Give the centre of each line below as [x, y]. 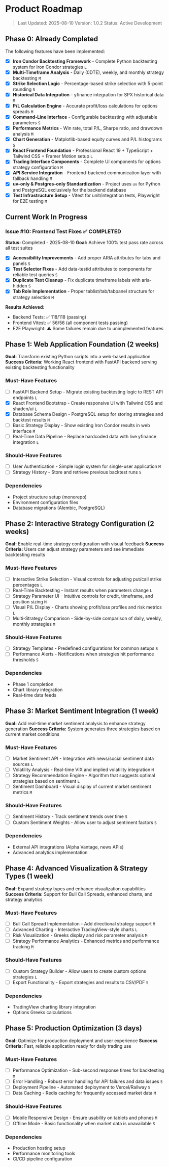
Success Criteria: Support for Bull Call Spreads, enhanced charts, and [79, 894]
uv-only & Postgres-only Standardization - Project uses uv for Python [87, 184]
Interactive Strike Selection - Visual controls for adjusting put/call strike [87, 579]
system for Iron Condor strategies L [50, 67]
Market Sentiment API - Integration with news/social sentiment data [83, 758]
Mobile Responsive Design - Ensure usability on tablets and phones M [85, 1118]
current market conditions [32, 734]
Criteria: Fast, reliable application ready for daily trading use [68, 1046]
